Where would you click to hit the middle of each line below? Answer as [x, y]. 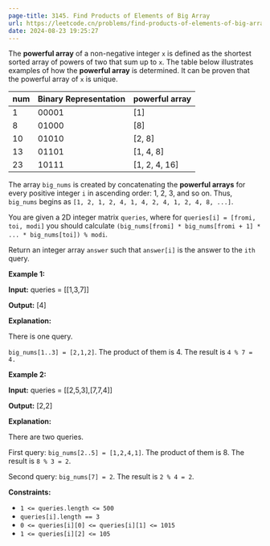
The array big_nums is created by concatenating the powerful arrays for [127, 185]
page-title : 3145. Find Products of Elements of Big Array [109, 16]
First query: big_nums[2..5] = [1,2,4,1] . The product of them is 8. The [127, 453]
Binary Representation [82, 99]
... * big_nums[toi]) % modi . [58, 235]
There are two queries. [46, 437]
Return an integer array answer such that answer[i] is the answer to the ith [132, 250]
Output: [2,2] [31, 406]
